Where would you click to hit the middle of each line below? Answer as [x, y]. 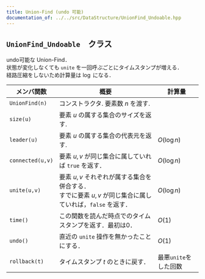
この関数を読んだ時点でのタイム [105, 216]
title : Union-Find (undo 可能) [45, 12]
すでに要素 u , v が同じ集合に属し [105, 195]
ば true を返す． [82, 166]
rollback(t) [27, 262]
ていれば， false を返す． [95, 204]
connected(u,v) [31, 161]
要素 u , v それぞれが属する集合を [105, 177]
